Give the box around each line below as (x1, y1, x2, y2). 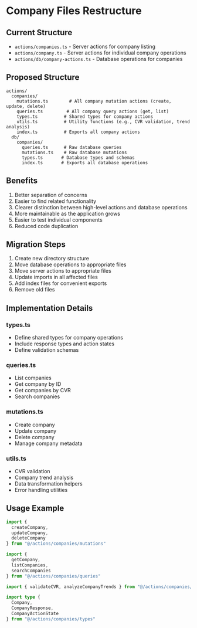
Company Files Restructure (6, 4, 142, 18)
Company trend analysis (14, 474, 74, 481)
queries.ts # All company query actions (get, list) (16, 108, 169, 114)
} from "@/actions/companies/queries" (6, 573, 101, 579)
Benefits (6, 176, 38, 186)
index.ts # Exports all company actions (16, 129, 141, 135)
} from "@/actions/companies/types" (6, 616, 96, 622)
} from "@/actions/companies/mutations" (6, 541, 107, 546)
